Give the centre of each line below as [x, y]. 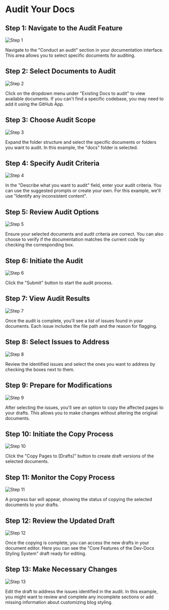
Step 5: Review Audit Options [52, 212]
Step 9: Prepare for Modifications [59, 385]
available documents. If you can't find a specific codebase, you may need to [84, 99]
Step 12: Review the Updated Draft [60, 521]
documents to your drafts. [32, 505]
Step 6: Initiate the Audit [44, 261]
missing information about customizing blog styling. [59, 602]
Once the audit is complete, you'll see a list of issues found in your [74, 321]
